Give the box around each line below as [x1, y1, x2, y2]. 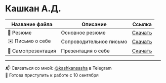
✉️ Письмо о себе [7, 38, 51, 44]
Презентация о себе [61, 47, 110, 54]
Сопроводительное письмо [61, 38, 127, 45]
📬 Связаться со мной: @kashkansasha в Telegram [5, 65, 112, 71]
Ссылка [132, 21, 152, 28]
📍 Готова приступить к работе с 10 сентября [5, 72, 99, 78]
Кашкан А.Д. [5, 3, 61, 14]
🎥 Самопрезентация [7, 47, 56, 54]
